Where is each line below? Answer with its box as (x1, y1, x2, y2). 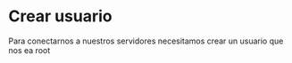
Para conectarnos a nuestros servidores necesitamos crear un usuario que (8, 35, 284, 46)
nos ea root (8, 44, 51, 55)
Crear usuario (8, 6, 113, 27)
